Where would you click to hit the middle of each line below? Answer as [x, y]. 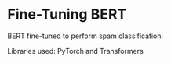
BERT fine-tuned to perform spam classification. [85, 36]
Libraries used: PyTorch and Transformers [76, 51]
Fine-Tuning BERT [67, 14]
